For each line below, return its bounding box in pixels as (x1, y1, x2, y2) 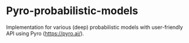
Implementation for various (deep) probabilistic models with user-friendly (6, 24, 183, 31)
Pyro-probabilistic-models (6, 4, 139, 18)
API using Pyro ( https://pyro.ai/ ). (6, 29, 85, 37)
